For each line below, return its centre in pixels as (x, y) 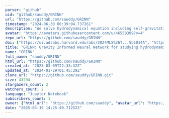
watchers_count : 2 (24, 89)
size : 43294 (18, 80)
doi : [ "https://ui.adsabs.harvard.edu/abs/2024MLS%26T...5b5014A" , (77, 43)
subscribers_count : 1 (28, 98)
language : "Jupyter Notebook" (37, 94)
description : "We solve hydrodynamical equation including (68, 29)
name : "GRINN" (20, 52)
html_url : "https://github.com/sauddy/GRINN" (54, 61)
